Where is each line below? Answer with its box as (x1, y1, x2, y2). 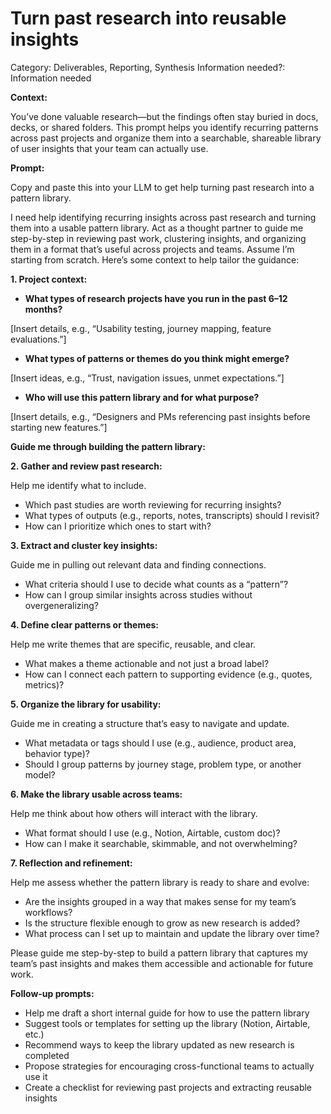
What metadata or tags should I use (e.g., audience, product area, (24, 737, 297, 749)
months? (24, 303, 63, 315)
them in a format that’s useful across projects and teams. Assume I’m (10, 243, 295, 255)
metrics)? (24, 678, 65, 691)
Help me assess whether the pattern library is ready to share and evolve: (10, 876, 310, 888)
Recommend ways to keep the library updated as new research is (24, 1038, 295, 1051)
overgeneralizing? (24, 599, 99, 611)
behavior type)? (24, 747, 90, 759)
